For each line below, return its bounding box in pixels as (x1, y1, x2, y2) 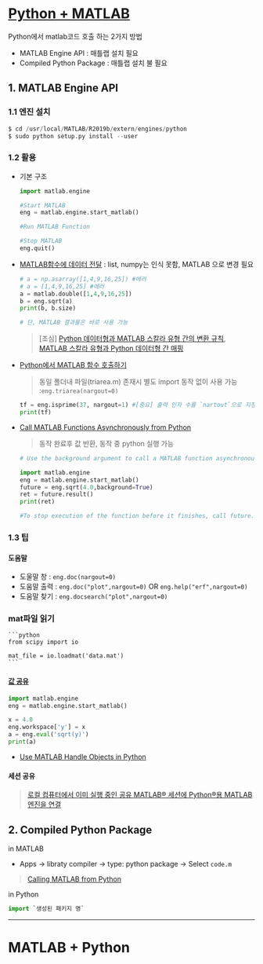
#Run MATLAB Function (19, 223, 90, 231)
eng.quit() (19, 244, 56, 252)
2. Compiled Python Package (8, 823, 153, 837)
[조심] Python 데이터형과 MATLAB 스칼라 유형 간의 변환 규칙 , (38, 334, 226, 343)
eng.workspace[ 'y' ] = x (8, 724, 86, 731)
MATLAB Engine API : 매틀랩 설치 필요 (19, 48, 139, 57)
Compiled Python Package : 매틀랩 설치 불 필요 (19, 58, 168, 68)
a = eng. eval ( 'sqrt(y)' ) (8, 731, 89, 739)
